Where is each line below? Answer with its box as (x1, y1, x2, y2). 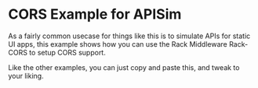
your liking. (8, 71, 45, 80)
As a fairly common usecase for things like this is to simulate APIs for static (8, 31, 251, 40)
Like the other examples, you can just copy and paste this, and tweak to (8, 62, 240, 72)
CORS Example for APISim (8, 5, 182, 23)
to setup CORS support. (28, 48, 106, 57)
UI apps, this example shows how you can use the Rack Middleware (8, 39, 227, 48)
